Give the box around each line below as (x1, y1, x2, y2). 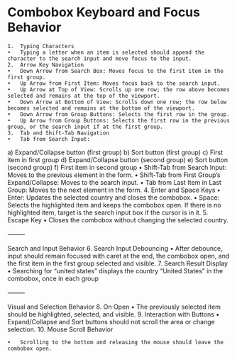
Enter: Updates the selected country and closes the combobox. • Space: (7, 193, 220, 202)
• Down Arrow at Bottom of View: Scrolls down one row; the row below (7, 98, 227, 106)
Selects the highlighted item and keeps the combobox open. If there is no (7, 200, 221, 209)
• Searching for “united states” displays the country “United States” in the (7, 266, 224, 275)
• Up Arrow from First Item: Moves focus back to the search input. (7, 79, 221, 87)
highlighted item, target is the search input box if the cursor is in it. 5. (7, 208, 209, 217)
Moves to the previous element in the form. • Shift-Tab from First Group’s (7, 171, 221, 179)
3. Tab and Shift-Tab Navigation (7, 129, 110, 137)
